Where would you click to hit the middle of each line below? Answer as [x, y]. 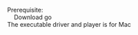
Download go [32, 17]
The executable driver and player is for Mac [69, 24]
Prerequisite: [25, 10]
